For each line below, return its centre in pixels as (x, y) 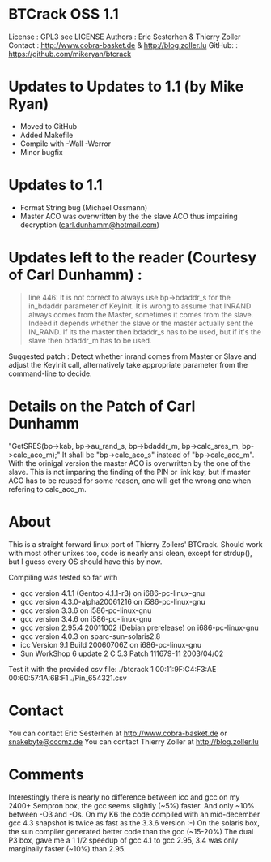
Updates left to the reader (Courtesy (133, 257)
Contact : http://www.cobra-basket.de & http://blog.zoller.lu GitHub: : (123, 45)
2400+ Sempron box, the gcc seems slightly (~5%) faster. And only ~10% (131, 805)
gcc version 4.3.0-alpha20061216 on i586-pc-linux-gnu (112, 601)
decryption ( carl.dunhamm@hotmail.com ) (90, 225)
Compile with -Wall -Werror (66, 144)
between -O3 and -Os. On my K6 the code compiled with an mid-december (134, 814)
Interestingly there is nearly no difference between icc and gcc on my (124, 797)
